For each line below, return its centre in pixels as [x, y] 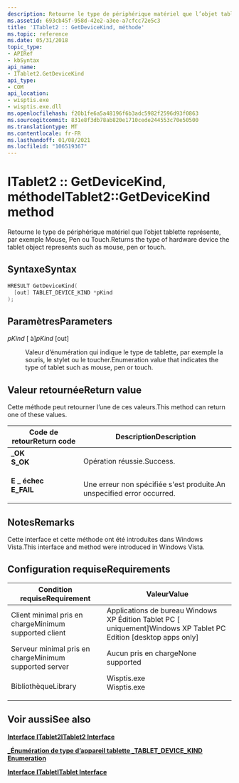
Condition [55, 589]
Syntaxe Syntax [42, 269]
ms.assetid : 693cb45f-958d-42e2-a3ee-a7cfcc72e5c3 [84, 21]
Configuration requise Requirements [89, 569]
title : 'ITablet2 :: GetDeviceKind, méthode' [76, 27]
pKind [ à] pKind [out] [38, 339]
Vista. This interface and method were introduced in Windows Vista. [106, 547]
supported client [38, 633]
